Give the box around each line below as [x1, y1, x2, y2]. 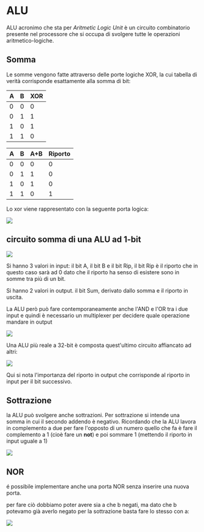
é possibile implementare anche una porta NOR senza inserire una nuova [6, 483, 189, 490]
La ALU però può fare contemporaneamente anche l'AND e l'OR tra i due [6, 305, 188, 312]
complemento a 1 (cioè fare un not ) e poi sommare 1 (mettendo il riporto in [6, 431, 193, 439]
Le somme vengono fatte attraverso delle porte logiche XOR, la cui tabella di [6, 71, 197, 78]
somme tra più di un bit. [6, 275, 66, 282]
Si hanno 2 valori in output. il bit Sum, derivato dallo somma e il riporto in [6, 286, 189, 294]
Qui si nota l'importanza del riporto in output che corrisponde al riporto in [6, 371, 190, 379]
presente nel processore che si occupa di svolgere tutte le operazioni [6, 30, 181, 37]
